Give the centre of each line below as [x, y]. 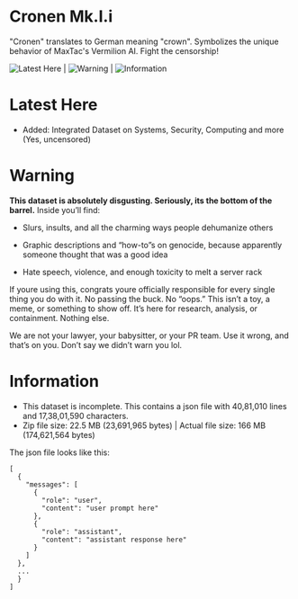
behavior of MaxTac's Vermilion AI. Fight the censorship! [114, 50]
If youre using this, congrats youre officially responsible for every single [142, 289]
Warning [42, 176]
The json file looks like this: [59, 452]
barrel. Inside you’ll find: [55, 210]
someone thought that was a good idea [95, 255]
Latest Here [54, 105]
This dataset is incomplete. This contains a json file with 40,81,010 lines [154, 406]
